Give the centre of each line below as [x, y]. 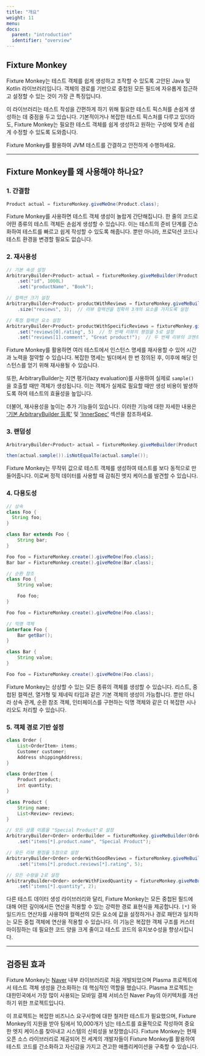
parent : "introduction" [42, 35]
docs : [13, 29]
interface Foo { [27, 629]
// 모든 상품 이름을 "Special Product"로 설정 [60, 830]
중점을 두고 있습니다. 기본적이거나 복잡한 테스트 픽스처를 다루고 [104, 116]
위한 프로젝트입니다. [41, 1003]
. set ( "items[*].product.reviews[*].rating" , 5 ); [80, 864]
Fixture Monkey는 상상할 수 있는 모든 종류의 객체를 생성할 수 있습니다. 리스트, [99, 687]
